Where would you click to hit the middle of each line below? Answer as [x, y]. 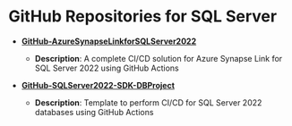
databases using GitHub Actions [94, 112]
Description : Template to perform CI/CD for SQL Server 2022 [148, 102]
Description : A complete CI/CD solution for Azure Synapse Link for [159, 58]
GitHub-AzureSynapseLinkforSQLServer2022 [109, 41]
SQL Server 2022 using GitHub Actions [107, 68]
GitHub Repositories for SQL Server [143, 17]
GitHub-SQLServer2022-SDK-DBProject [98, 85]
